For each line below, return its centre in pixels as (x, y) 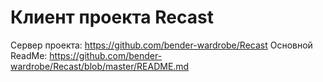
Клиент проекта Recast (112, 17)
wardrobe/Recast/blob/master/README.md (100, 66)
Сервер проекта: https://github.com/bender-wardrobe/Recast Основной (161, 45)
